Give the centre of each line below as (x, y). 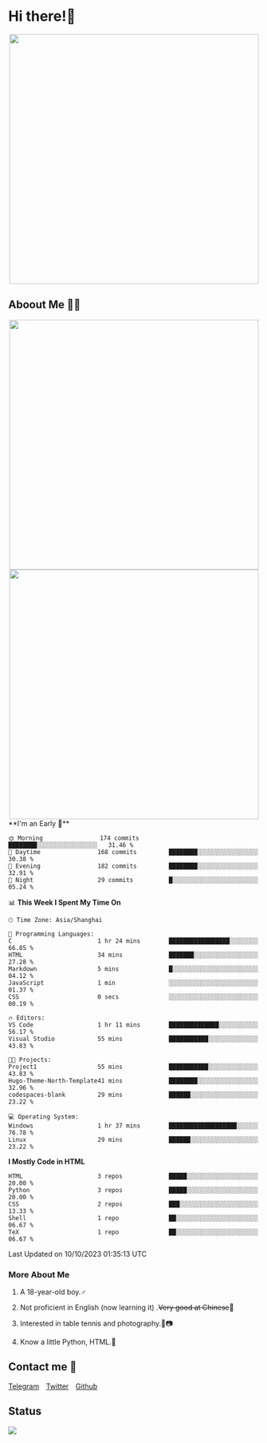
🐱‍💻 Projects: (30, 1059)
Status (25, 1411)
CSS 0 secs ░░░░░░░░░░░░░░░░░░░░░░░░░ (133, 997)
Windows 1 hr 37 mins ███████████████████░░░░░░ (133, 1126)
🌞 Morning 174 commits (74, 838)
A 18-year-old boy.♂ (53, 1292)
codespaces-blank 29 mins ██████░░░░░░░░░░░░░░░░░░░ (133, 1095)
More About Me (39, 1274)
